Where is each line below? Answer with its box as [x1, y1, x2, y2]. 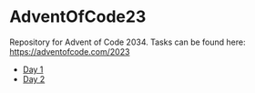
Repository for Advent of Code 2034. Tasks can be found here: [9, 36, 246, 47]
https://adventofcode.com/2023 [9, 46, 130, 57]
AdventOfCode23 [9, 6, 147, 27]
